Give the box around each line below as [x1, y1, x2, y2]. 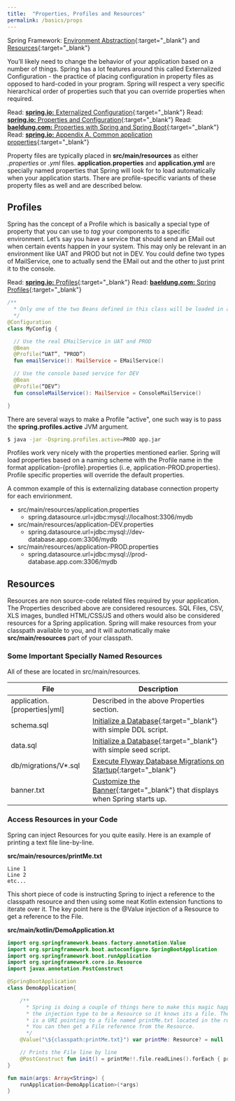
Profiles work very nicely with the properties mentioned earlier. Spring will [7, 449, 220, 457]
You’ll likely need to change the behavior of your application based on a [7, 57, 214, 65]
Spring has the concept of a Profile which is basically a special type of [7, 220, 210, 228]
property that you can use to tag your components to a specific [7, 227, 190, 235]
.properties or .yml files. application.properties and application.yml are [7, 158, 215, 167]
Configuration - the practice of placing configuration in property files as [7, 71, 214, 81]
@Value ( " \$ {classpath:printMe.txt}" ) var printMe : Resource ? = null [20, 1037, 224, 1044]
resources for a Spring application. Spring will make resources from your [7, 619, 217, 627]
